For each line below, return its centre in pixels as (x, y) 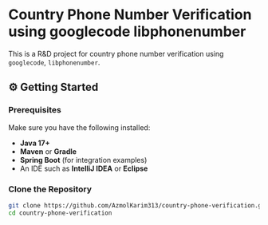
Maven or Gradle (48, 151)
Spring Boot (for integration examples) (83, 160)
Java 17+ (35, 143)
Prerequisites (35, 110)
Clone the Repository (50, 189)
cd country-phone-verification (60, 213)
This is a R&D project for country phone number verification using (116, 53)
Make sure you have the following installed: (79, 127)
